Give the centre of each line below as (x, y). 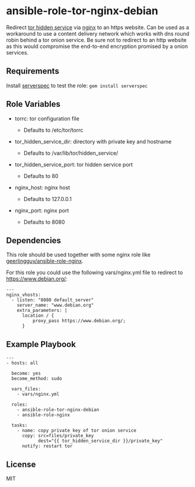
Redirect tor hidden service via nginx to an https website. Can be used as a (98, 27)
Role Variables (33, 104)
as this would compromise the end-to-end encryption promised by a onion (97, 46)
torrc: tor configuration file (47, 118)
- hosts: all (22, 363)
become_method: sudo (37, 379)
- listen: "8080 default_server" (53, 300)
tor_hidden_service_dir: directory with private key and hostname (93, 141)
